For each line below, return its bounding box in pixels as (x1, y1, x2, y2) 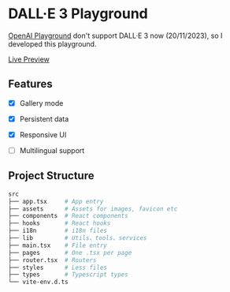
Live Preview (8, 54, 50, 64)
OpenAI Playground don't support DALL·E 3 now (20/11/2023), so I (8, 31, 223, 40)
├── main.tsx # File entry (8, 241, 108, 249)
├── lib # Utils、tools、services (8, 234, 147, 242)
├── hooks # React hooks (8, 219, 111, 227)
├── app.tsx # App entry (8, 197, 104, 205)
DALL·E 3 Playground (8, 5, 148, 23)
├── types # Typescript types (8, 271, 128, 279)
